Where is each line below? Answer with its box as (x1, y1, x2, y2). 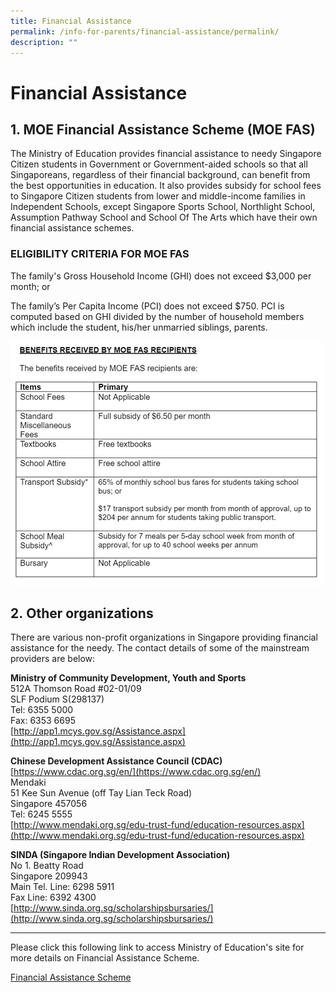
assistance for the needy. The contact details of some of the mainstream (10, 642, 310, 654)
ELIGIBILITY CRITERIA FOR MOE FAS (10, 247, 190, 261)
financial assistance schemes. (10, 222, 135, 234)
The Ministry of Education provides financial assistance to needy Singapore (10, 148, 322, 160)
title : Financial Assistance (10, 16, 132, 26)
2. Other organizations (10, 605, 154, 622)
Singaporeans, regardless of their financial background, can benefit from (10, 169, 311, 181)
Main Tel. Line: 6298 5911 (10, 881, 115, 893)
